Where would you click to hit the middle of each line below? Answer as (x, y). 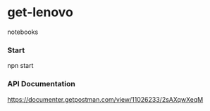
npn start (20, 66)
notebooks (23, 32)
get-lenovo (41, 12)
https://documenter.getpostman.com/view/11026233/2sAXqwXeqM (105, 99)
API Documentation (42, 84)
